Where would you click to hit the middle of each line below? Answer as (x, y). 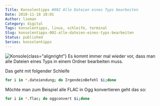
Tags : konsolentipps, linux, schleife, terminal (56, 28)
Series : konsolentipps (28, 42)
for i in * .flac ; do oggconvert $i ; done (48, 99)
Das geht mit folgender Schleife (37, 71)
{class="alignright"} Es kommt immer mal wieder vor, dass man (91, 56)
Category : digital (24, 24)
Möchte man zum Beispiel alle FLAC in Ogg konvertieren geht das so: (76, 89)
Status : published (24, 38)
